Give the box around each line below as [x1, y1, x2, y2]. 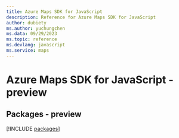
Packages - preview [6, 109, 82, 120]
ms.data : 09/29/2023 [6, 31, 58, 37]
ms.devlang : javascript [6, 42, 66, 48]
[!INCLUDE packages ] [6, 125, 60, 132]
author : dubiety [6, 20, 47, 26]
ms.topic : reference [6, 36, 58, 42]
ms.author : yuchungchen [6, 25, 66, 32]
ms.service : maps [6, 48, 50, 54]
